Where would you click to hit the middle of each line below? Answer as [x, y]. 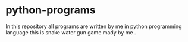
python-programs [51, 10]
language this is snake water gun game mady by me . [71, 32]
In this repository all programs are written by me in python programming [94, 26]
